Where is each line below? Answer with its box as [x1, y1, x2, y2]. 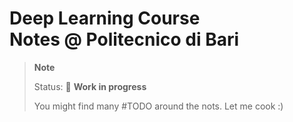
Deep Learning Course [9, 7, 201, 30]
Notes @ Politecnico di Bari [9, 28, 240, 51]
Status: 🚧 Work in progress [33, 80, 147, 92]
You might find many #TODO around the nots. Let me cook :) [33, 100, 284, 112]
